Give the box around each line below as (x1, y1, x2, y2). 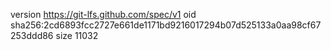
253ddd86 (10, 30, 54, 41)
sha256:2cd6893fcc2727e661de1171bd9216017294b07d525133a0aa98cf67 (10, 19, 322, 31)
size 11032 (55, 30, 99, 41)
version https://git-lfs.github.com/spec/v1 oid (10, 9, 197, 20)
